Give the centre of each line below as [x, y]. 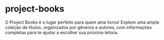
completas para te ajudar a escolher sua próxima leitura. [62, 32]
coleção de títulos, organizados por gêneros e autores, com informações [79, 27]
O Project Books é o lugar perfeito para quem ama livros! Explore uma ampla [82, 22]
